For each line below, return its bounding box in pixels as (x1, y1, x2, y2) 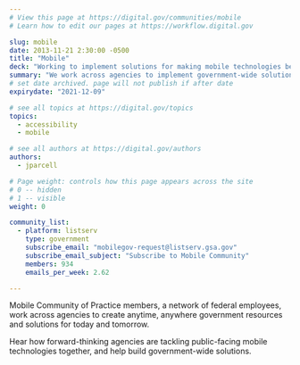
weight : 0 (9, 202, 46, 211)
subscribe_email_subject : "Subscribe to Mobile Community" (25, 251, 250, 260)
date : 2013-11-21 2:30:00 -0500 (9, 46, 129, 54)
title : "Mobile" (9, 54, 70, 63)
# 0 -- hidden (9, 185, 62, 195)
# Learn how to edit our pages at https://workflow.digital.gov (9, 21, 254, 30)
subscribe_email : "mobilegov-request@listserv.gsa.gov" (25, 243, 238, 252)
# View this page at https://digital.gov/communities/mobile (9, 12, 242, 22)
